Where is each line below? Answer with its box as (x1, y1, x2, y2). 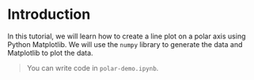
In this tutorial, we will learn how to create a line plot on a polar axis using (7, 31, 246, 41)
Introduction (7, 5, 91, 24)
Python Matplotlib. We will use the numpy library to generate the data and (7, 39, 243, 49)
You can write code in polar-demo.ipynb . (26, 63, 159, 72)
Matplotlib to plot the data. (7, 48, 93, 57)
